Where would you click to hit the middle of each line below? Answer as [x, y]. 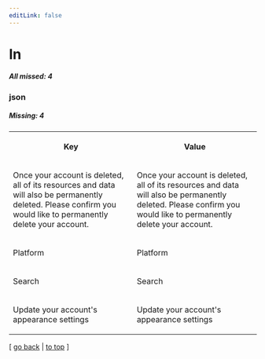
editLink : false [35, 15]
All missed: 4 [31, 76]
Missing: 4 [27, 115]
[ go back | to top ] [39, 346]
